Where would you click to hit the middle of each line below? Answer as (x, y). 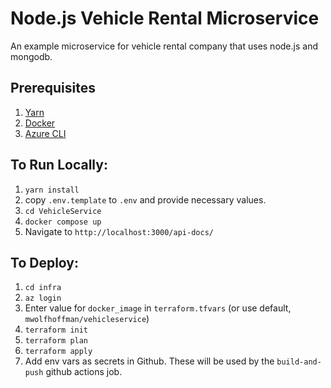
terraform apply (58, 352)
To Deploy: (44, 262)
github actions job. (84, 372)
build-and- (299, 362)
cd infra (43, 288)
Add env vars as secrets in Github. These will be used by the (149, 361)
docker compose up (63, 222)
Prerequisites (53, 88)
